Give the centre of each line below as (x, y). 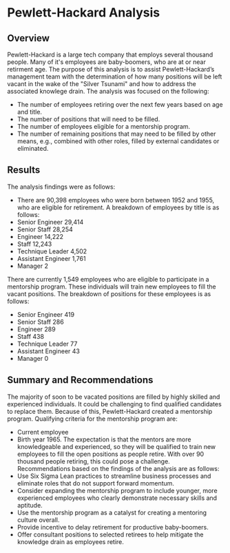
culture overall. (38, 520)
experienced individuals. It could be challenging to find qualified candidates (114, 404)
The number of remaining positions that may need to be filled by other (116, 134)
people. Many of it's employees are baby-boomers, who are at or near (107, 62)
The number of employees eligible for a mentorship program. (104, 126)
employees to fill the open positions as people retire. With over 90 (111, 454)
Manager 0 (33, 358)
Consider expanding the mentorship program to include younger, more (117, 490)
